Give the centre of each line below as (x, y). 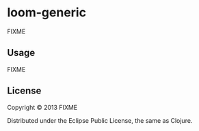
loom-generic (47, 13)
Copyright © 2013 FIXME (42, 107)
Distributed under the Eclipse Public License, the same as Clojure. (100, 120)
